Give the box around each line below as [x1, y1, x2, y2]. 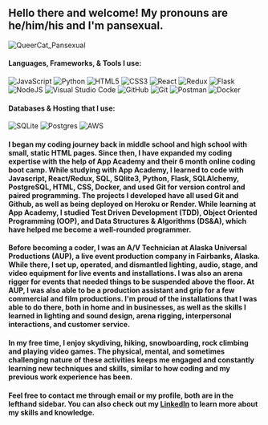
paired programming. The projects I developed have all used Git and [8, 190, 239, 200]
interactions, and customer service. [8, 320, 131, 330]
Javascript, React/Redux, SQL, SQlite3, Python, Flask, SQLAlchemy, [8, 173, 239, 183]
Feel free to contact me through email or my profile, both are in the [8, 391, 234, 400]
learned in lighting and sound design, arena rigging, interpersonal [8, 311, 232, 321]
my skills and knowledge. [8, 407, 95, 417]
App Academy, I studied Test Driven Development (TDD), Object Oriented [8, 208, 258, 217]
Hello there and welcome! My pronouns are [8, 6, 229, 20]
